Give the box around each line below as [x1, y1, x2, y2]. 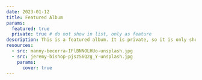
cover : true [22, 64, 52, 71]
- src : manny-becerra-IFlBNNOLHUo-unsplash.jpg [11, 48, 133, 54]
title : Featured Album [6, 14, 63, 20]
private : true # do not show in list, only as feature [11, 31, 152, 37]
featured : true [11, 25, 50, 32]
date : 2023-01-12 [6, 8, 50, 15]
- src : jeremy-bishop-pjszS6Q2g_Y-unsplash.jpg [11, 54, 133, 60]
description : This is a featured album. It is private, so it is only [6, 37, 187, 43]
